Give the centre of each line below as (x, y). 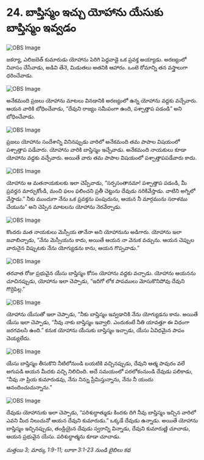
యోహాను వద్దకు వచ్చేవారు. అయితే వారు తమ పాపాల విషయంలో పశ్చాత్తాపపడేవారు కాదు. (101, 157)
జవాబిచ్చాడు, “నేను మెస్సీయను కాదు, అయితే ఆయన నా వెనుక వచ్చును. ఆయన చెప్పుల (100, 239)
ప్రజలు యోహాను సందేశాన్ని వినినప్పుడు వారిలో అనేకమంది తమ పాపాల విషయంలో (93, 141)
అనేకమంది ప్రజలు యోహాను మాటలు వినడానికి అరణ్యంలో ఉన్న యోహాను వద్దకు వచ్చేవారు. (102, 101)
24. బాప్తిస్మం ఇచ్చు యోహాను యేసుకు (85, 12)
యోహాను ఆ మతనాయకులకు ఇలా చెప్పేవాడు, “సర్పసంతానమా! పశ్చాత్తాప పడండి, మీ (97, 183)
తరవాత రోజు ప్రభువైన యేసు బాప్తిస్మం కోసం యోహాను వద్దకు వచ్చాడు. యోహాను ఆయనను (101, 273)
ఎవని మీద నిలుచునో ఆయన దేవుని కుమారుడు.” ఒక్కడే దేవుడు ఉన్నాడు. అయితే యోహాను (102, 420)
